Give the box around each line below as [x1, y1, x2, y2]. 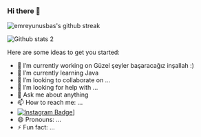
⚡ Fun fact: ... [17, 123, 55, 132]
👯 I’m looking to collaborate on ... [17, 76, 111, 84]
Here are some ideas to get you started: [7, 48, 120, 57]
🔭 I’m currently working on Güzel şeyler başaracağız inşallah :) [17, 62, 195, 70]
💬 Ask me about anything [17, 90, 89, 99]
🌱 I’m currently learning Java [17, 68, 99, 77]
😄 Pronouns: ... [17, 116, 62, 124]
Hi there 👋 [7, 6, 41, 16]
